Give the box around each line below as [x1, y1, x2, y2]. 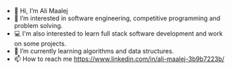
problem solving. [13, 22, 63, 29]
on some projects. [13, 39, 67, 48]
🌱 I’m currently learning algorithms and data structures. [13, 47, 174, 55]
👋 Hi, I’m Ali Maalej [13, 7, 68, 15]
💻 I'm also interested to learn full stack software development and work [13, 29, 223, 38]
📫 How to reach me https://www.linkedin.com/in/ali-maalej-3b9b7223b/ [13, 55, 225, 63]
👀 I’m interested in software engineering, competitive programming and [13, 14, 221, 22]
